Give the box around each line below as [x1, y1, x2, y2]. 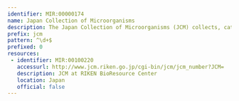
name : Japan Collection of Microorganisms [7, 17, 135, 24]
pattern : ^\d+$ [7, 37, 53, 44]
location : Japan [16, 76, 65, 84]
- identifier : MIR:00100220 [10, 57, 94, 64]
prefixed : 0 [7, 43, 43, 51]
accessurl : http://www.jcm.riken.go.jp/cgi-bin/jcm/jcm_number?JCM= [16, 63, 224, 70]
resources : [7, 51, 40, 58]
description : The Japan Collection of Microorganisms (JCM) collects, [7, 23, 221, 31]
